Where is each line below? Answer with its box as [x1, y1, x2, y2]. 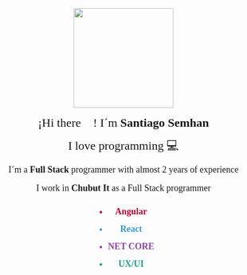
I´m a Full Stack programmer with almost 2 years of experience [8, 164, 239, 175]
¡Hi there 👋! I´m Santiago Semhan [37, 116, 210, 130]
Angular [115, 206, 147, 217]
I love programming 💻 [68, 139, 179, 152]
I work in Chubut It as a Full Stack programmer [36, 183, 211, 194]
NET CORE [108, 241, 155, 252]
